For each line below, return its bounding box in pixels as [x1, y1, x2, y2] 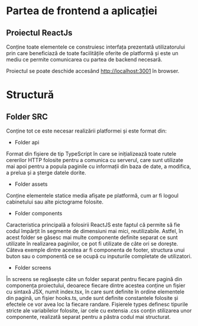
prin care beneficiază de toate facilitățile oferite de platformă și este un [6, 50, 178, 57]
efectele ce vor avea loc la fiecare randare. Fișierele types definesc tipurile [6, 301, 188, 308]
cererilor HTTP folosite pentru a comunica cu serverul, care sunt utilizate [6, 157, 183, 163]
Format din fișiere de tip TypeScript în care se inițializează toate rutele [6, 150, 177, 157]
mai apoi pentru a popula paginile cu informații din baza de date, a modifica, [6, 163, 191, 170]
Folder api [14, 139, 40, 146]
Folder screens [14, 264, 51, 271]
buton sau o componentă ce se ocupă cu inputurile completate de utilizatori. [6, 253, 192, 260]
